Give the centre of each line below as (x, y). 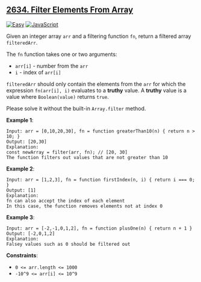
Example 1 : (20, 120)
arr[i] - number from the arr (51, 66)
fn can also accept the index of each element (66, 201)
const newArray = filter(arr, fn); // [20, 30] (67, 152)
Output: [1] (21, 190)
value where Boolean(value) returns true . (58, 96)
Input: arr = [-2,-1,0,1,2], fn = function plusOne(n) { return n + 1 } (99, 228)
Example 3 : (20, 217)
